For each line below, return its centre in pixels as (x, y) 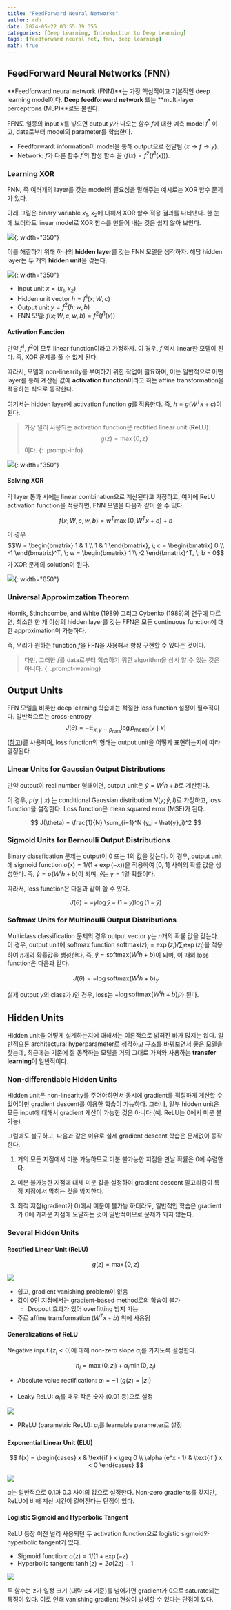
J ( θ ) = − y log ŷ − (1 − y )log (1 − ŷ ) (116, 902)
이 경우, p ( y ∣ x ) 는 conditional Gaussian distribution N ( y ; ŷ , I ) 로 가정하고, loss (114, 800)
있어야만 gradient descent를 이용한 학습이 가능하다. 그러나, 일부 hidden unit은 (113, 1104)
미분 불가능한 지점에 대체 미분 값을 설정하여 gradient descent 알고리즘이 (115, 1183)
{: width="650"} (37, 579)
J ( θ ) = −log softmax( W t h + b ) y (116, 978)
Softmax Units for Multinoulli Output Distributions (92, 920)
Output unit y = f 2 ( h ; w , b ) (53, 307)
